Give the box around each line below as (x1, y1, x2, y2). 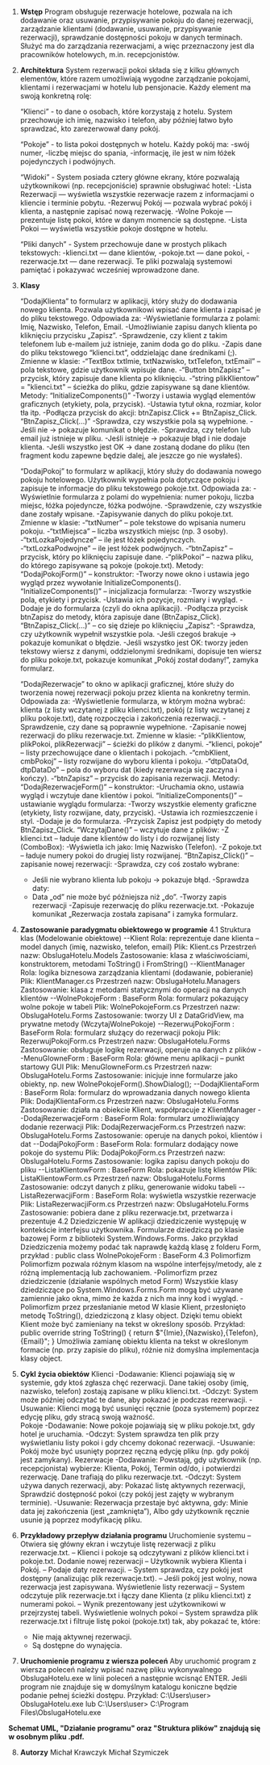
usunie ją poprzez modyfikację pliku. (19, 1515, 143, 1525)
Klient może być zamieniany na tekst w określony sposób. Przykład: (19, 1320, 246, 1328)
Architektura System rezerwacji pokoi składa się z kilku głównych (19, 65, 239, 75)
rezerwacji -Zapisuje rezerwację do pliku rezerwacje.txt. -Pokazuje (31, 901, 255, 910)
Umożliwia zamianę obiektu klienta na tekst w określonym (56, 1336, 248, 1346)
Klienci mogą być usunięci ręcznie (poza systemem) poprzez (56, 1403, 260, 1413)
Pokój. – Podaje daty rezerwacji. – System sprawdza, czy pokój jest (19, 1565, 243, 1575)
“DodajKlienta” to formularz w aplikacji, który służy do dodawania (19, 296, 238, 306)
